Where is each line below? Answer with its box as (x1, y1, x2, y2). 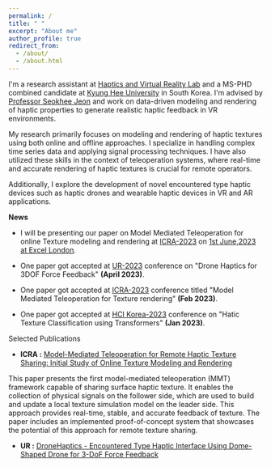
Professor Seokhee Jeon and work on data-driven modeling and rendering (8, 96, 257, 106)
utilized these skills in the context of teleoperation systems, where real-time (8, 155, 261, 164)
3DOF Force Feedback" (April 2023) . (19, 269, 145, 279)
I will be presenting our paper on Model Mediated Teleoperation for (19, 227, 244, 237)
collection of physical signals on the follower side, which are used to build (8, 390, 255, 401)
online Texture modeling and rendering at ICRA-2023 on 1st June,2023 (19, 236, 256, 246)
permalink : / (8, 11, 53, 20)
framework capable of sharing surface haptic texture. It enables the (8, 382, 234, 392)
